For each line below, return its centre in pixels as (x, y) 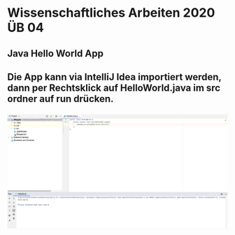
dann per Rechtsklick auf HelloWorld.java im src (114, 88)
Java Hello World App (55, 53)
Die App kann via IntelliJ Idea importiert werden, (114, 77)
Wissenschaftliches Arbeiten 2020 (111, 13)
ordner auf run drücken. (60, 99)
